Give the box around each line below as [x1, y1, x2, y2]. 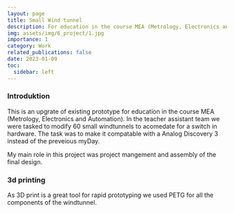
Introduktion [7, 91, 50, 101]
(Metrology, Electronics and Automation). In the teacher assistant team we [7, 114, 220, 123]
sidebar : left [13, 68, 54, 75]
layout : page [7, 10, 45, 17]
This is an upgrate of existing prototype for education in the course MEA [7, 107, 214, 116]
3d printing [7, 175, 46, 184]
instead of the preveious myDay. [7, 136, 100, 145]
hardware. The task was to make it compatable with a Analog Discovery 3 [7, 129, 219, 138]
